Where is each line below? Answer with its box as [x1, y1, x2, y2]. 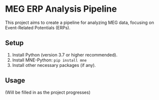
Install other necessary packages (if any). [12, 62, 96, 68]
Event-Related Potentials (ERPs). [5, 24, 71, 30]
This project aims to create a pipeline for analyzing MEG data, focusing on [5, 20, 154, 25]
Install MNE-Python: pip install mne [12, 57, 87, 63]
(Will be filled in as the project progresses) [5, 89, 91, 95]
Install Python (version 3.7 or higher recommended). [12, 52, 117, 58]
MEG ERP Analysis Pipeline [5, 3, 117, 15]
